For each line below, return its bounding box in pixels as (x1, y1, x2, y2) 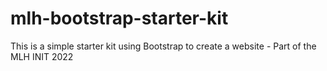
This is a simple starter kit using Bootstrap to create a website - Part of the (10, 40, 317, 52)
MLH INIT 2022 (10, 50, 74, 62)
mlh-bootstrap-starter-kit (10, 7, 229, 30)
